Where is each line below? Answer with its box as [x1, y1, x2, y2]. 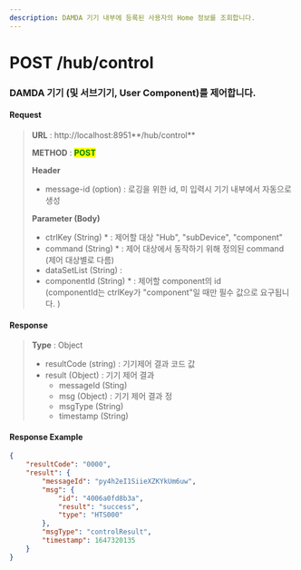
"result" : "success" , [57, 502, 141, 511]
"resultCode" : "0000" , [25, 460, 112, 469]
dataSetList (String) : [44, 264, 122, 275]
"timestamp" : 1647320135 [42, 536, 136, 545]
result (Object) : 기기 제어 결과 [44, 369, 155, 381]
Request [9, 110, 43, 121]
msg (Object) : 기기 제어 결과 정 [58, 391, 173, 402]
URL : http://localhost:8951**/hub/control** [31, 129, 196, 141]
